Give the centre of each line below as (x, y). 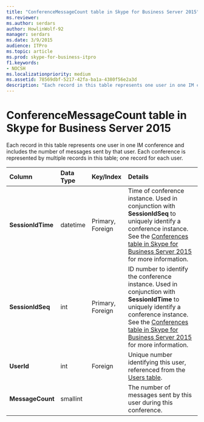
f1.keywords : (23, 63)
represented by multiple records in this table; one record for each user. (95, 158)
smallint (72, 398)
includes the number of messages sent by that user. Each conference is (96, 151)
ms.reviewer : (23, 18)
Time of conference (156, 191)
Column (21, 177)
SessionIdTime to (154, 299)
